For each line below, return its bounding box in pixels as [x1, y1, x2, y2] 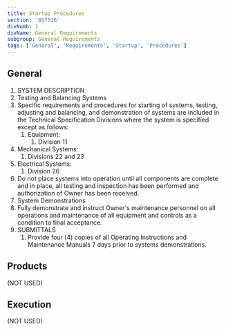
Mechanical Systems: [17, 144, 79, 153]
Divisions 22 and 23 [27, 152, 84, 160]
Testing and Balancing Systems [17, 93, 107, 102]
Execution [7, 299, 52, 311]
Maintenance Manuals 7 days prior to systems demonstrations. [27, 240, 207, 249]
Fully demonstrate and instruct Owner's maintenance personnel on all [17, 203, 216, 211]
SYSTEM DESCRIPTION [17, 86, 85, 94]
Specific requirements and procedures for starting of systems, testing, [17, 101, 218, 109]
